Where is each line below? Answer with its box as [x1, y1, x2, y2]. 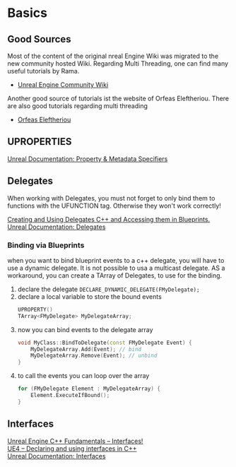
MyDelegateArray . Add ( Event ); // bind [30, 345, 142, 353]
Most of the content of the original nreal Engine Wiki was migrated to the [7, 52, 219, 60]
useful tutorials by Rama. [7, 67, 80, 75]
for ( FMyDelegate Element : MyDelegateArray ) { [17, 385, 161, 393]
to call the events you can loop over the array [17, 372, 150, 380]
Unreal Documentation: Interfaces [7, 451, 106, 460]
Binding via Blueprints [7, 240, 85, 250]
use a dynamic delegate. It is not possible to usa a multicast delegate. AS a [7, 264, 225, 272]
